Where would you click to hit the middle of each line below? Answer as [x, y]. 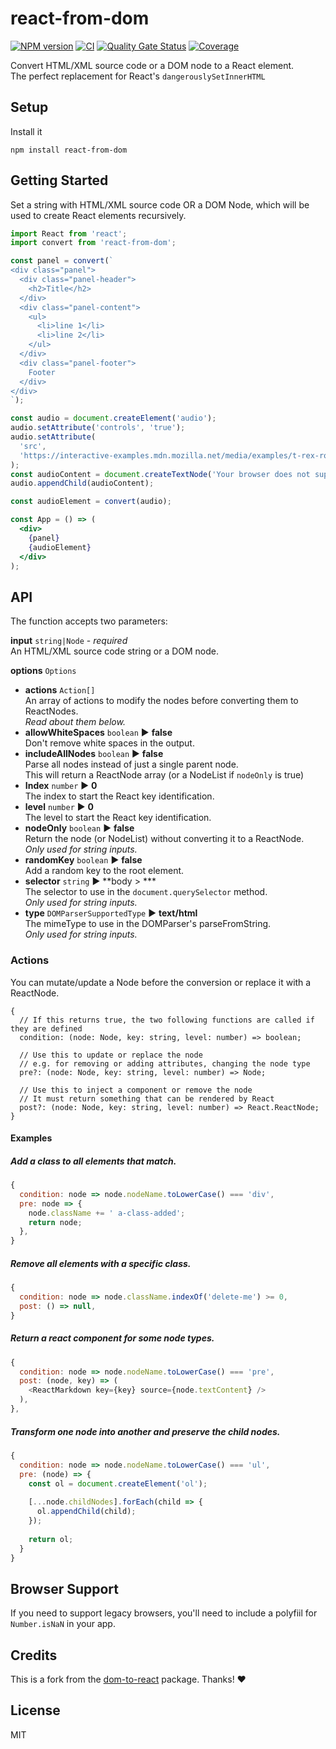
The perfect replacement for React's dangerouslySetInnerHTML [138, 76]
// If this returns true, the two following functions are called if [167, 1020]
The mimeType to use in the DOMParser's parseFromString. [148, 924]
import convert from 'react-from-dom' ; [93, 243]
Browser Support [65, 1588]
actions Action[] [60, 690]
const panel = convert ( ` [62, 261]
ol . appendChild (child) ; [86, 1512]
